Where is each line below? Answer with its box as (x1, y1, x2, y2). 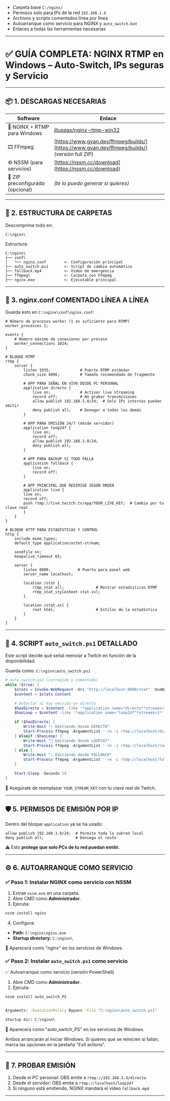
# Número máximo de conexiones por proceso (14, 337, 108, 342)
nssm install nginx (5, 911, 47, 916)
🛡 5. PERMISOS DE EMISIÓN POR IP (5, 805, 119, 814)
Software (17, 115, 40, 122)
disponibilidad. (5, 658, 36, 664)
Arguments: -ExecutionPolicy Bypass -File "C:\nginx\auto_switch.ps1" (5, 1008, 157, 1013)
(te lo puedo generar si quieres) (54, 179, 130, 187)
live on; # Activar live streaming (32, 390, 135, 395)
